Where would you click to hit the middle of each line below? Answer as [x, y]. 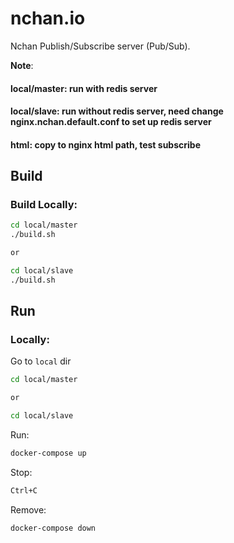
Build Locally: [44, 205]
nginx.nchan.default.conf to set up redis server [111, 122]
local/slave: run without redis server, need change [117, 111]
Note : [22, 65]
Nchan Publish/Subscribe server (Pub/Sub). [100, 46]
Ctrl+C [24, 490]
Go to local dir [41, 361]
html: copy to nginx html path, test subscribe [105, 144]
